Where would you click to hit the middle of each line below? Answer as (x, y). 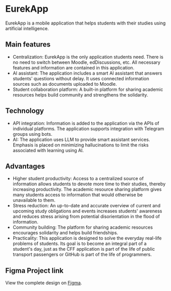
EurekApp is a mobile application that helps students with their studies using (86, 23)
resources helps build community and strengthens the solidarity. (80, 94)
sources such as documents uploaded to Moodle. (65, 84)
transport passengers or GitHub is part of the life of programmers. (82, 254)
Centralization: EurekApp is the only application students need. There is (88, 57)
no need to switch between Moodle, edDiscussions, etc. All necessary (87, 62)
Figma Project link (34, 270)
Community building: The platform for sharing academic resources (83, 227)
